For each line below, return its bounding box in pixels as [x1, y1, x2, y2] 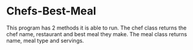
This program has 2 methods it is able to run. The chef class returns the [6, 24, 187, 31]
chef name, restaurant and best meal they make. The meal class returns [6, 30, 188, 37]
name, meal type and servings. [6, 37, 84, 44]
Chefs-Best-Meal [6, 4, 96, 18]
